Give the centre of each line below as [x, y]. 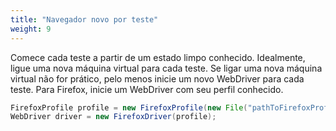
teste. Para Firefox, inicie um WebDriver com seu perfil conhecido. [147, 89]
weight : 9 [31, 29]
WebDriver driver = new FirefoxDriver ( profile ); [113, 117]
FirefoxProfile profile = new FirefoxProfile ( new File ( [129, 107]
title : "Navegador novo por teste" [84, 19]
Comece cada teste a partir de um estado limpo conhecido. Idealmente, [158, 57]
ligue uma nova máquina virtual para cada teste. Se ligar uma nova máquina [166, 68]
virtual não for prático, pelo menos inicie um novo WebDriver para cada [157, 78]
